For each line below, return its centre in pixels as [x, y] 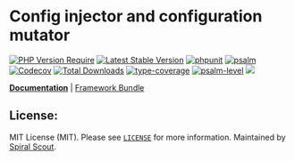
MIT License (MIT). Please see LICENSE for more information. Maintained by [147, 137]
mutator [40, 35]
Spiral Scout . [33, 146]
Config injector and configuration [136, 16]
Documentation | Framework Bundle [77, 87]
